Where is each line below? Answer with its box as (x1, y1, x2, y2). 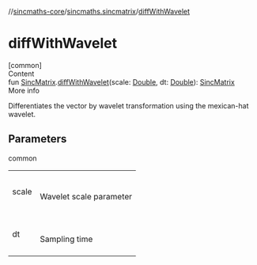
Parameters (8, 132, 67, 146)
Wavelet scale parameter (39, 191, 133, 202)
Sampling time (39, 233, 93, 244)
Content (8, 69, 35, 78)
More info (8, 85, 40, 95)
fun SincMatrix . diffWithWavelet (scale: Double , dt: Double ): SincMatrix (8, 77, 235, 86)
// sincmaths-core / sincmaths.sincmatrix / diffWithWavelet (8, 7, 191, 16)
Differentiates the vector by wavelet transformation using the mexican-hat (8, 100, 249, 110)
